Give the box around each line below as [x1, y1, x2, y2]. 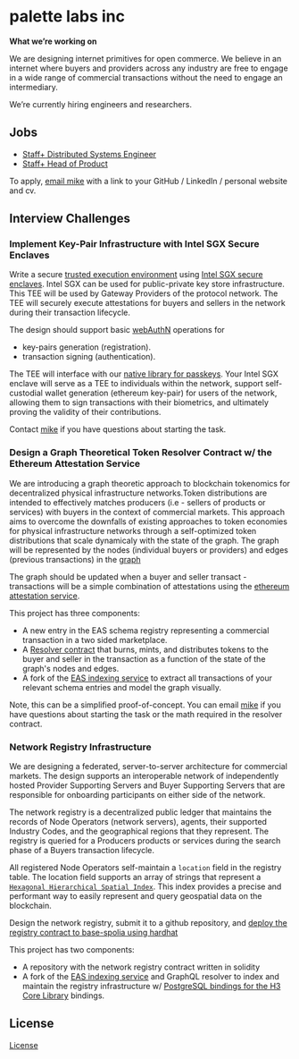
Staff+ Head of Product [21, 158, 109, 169]
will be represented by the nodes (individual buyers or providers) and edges [9, 544, 288, 555]
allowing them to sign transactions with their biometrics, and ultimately [9, 397, 270, 408]
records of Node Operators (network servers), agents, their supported [9, 817, 268, 827]
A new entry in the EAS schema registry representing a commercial [21, 624, 270, 636]
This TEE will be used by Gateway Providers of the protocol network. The [9, 288, 278, 299]
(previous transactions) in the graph [9, 554, 141, 564]
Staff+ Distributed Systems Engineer [21, 148, 157, 159]
